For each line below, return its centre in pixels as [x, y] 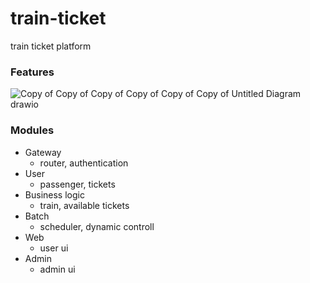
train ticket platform [51, 46]
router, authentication [84, 163]
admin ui [57, 269]
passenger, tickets [77, 184]
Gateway [43, 152]
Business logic [54, 194]
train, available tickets [84, 205]
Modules [32, 130]
